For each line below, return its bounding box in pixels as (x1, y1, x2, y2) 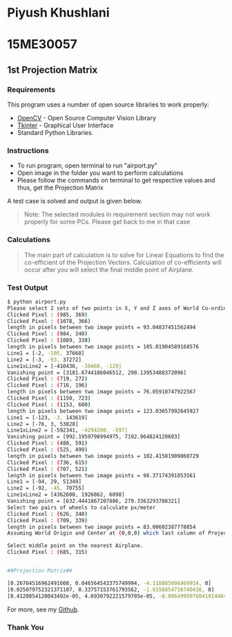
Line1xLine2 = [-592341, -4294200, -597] (7, 427, 128, 434)
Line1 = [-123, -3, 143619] (7, 414, 88, 421)
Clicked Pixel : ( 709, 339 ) (7, 517, 88, 524)
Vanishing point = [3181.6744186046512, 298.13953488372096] (7, 369, 187, 376)
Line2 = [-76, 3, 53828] (7, 421, 79, 427)
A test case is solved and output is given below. (7, 197, 143, 205)
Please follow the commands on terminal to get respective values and (17, 176, 215, 185)
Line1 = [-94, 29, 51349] (7, 479, 81, 486)
